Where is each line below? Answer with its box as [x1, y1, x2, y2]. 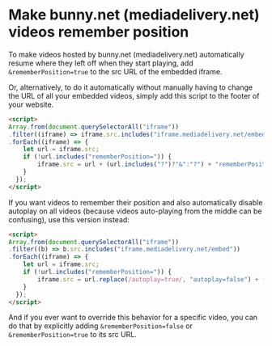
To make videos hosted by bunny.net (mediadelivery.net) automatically [8, 49, 244, 59]
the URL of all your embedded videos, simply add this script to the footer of [8, 91, 260, 100]
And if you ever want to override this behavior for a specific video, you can [8, 313, 257, 323]
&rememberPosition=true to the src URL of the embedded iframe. [8, 66, 223, 76]
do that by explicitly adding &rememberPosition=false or [8, 321, 193, 331]
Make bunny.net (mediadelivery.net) [8, 6, 261, 24]
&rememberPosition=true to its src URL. [8, 330, 138, 340]
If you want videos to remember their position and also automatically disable [8, 197, 263, 207]
